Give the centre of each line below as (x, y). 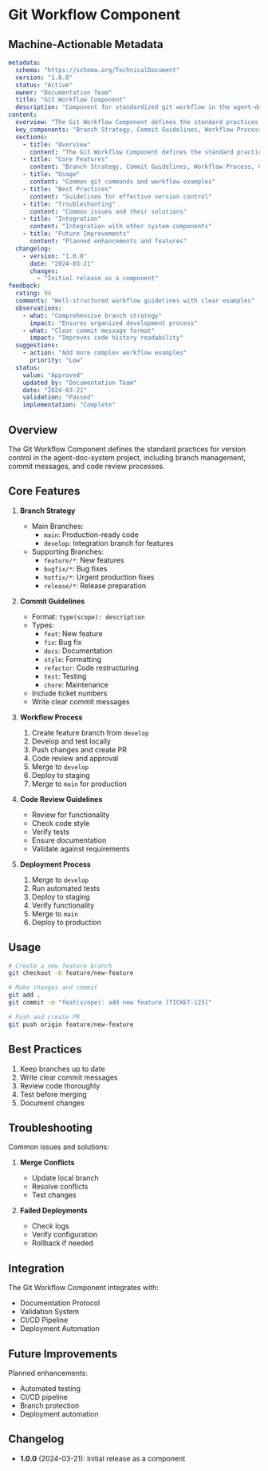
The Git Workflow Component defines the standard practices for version (127, 449)
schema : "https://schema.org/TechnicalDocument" (98, 70)
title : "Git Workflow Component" (71, 100)
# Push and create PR (44, 1017)
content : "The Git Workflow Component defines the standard (131, 152)
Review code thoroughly (60, 1085)
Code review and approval (75, 758)
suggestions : (37, 346)
